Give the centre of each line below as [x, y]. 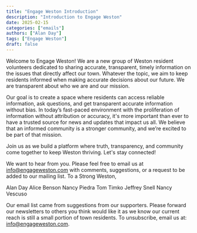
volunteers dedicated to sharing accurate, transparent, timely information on [98, 67]
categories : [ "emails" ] [35, 28]
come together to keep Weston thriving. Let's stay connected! [81, 152]
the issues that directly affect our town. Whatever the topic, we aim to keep [97, 73]
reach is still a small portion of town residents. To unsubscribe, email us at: [96, 217]
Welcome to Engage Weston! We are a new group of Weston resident [90, 61]
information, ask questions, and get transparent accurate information [90, 103]
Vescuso [17, 194]
